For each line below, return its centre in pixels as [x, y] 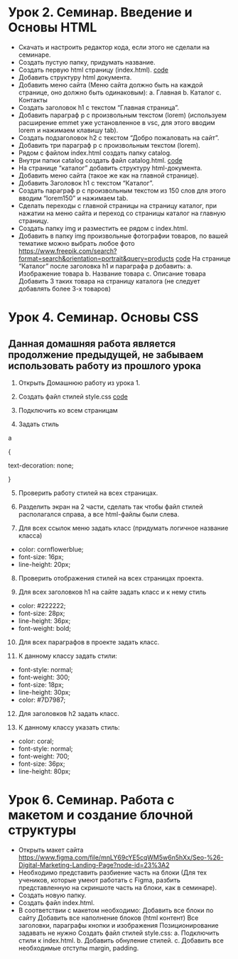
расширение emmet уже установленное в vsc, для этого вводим [117, 122]
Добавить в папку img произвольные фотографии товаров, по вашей [123, 236]
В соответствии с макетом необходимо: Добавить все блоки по [116, 910]
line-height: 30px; [44, 692]
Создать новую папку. [52, 895]
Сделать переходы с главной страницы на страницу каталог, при [118, 205]
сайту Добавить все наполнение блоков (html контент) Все [108, 918]
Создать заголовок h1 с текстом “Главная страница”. [99, 107]
